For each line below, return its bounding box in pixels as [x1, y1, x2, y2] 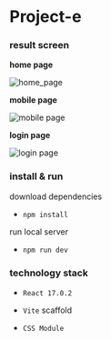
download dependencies [9, 191, 103, 202]
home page [9, 59, 54, 70]
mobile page [9, 95, 57, 105]
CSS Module [22, 325, 65, 334]
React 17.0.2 [22, 289, 73, 298]
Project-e [9, 6, 82, 27]
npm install [22, 210, 68, 219]
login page [9, 130, 51, 141]
